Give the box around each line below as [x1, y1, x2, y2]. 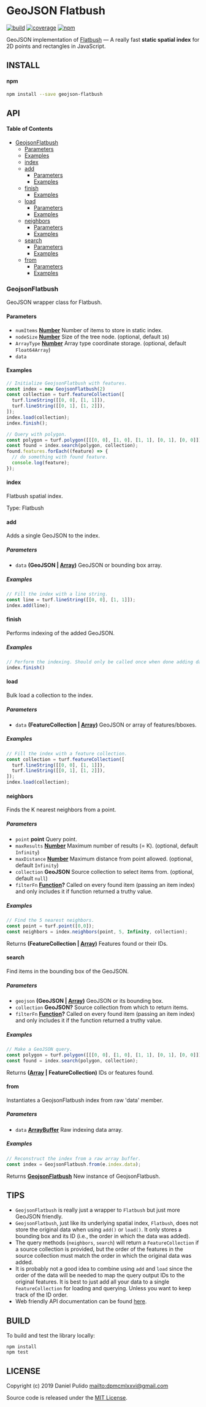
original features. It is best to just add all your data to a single [15, 1278, 170, 1285]
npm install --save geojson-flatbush [6, 91, 103, 97]
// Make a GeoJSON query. [6, 1046, 72, 1053]
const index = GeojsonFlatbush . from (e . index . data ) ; [6, 1161, 141, 1167]
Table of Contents [6, 125, 53, 133]
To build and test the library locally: [6, 1332, 95, 1339]
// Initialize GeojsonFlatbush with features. [6, 380, 128, 386]
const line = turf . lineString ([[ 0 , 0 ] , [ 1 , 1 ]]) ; [6, 597, 136, 603]
